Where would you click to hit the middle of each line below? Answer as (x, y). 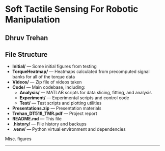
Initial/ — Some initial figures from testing (54, 66)
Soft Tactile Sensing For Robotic (72, 9)
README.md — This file (37, 119)
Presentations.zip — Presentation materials (57, 108)
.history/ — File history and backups (49, 124)
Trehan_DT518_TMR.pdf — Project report (55, 113)
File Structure (26, 55)
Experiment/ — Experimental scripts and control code (74, 98)
